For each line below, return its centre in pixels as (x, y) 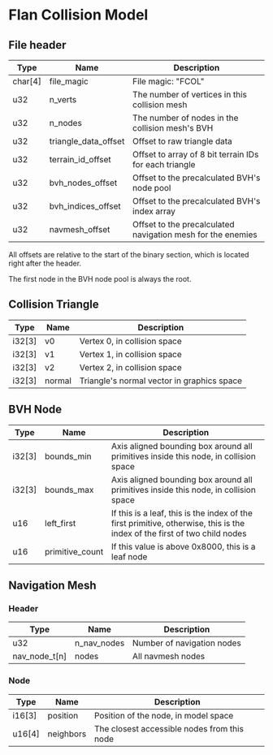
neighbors (67, 734)
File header (37, 45)
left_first (60, 523)
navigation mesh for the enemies (195, 235)
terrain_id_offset (80, 160)
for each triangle (164, 164)
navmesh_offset (80, 229)
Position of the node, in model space (164, 715)
